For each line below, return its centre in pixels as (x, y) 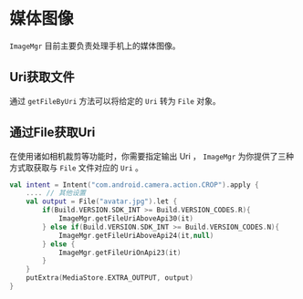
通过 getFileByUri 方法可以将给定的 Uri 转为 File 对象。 (115, 100)
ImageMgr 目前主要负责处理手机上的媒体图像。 (95, 46)
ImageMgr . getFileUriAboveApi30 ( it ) (126, 219)
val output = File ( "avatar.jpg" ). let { (102, 201)
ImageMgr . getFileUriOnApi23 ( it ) (120, 253)
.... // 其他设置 (56, 193)
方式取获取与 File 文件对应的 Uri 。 (76, 167)
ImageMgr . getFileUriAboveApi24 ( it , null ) (136, 235)
